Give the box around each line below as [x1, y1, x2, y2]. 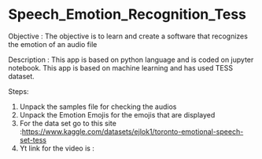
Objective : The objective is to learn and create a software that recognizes [8, 31, 248, 41]
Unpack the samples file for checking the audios [19, 102, 177, 111]
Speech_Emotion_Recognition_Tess [8, 5, 246, 23]
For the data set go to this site [19, 118, 116, 128]
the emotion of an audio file [8, 39, 98, 49]
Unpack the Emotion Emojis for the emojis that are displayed [19, 110, 216, 119]
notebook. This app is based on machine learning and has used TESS [8, 63, 234, 72]
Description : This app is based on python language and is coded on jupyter [8, 55, 254, 64]
